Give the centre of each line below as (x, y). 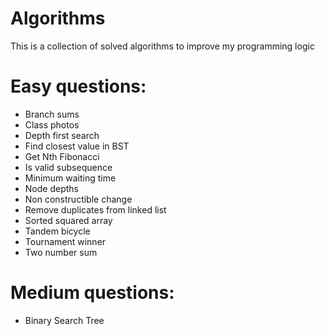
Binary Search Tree (64, 320)
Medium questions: (92, 293)
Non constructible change (78, 199)
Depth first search (62, 135)
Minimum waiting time (70, 178)
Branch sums (52, 114)
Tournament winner (65, 241)
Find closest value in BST (77, 146)
